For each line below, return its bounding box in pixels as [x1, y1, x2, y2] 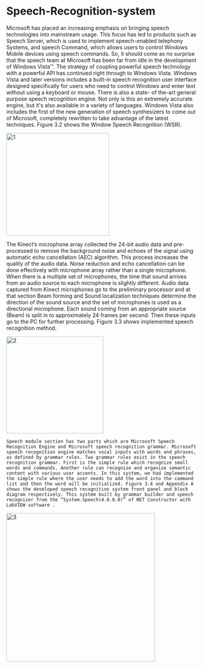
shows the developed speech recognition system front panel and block [6, 486, 188, 492]
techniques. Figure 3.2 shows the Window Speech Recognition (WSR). [6, 121, 182, 128]
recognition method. [6, 324, 57, 332]
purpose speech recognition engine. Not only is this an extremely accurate [6, 95, 193, 102]
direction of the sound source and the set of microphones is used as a [6, 298, 182, 306]
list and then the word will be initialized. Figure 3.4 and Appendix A [6, 481, 194, 487]
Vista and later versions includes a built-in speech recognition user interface [6, 76, 197, 83]
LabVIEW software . [6, 502, 56, 508]
